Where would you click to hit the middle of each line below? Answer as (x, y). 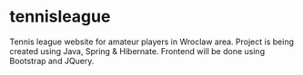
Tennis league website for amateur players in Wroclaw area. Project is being (151, 42)
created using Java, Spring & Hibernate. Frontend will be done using (137, 51)
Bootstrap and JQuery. (52, 61)
